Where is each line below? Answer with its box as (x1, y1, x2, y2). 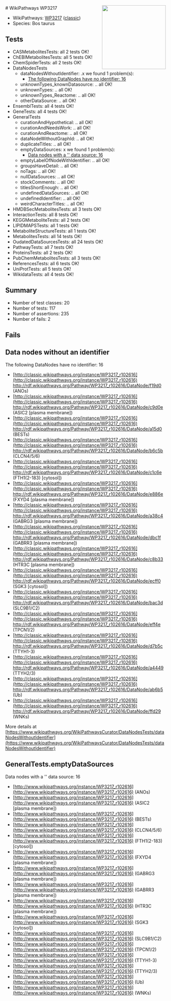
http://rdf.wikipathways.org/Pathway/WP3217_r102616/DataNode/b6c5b (12, 447, 163, 454)
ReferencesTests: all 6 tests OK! (12, 260, 80, 266)
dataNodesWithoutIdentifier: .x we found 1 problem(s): (20, 70, 134, 76)
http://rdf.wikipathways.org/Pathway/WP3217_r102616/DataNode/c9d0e (12, 404, 163, 410)
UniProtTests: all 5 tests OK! (12, 266, 71, 272)
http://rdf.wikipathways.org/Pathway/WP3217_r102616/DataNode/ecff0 (12, 577, 161, 584)
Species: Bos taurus (12, 20, 55, 26)
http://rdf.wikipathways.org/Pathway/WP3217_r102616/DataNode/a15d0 (12, 426, 162, 432)
